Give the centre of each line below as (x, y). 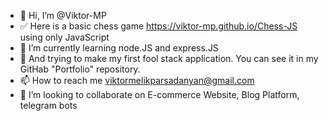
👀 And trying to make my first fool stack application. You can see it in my (169, 58)
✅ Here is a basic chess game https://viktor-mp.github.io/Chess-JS (158, 26)
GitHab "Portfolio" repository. (80, 69)
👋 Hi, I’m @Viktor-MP (63, 15)
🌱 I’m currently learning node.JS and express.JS (119, 48)
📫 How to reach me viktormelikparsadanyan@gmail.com (137, 80)
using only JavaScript (64, 37)
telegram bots (48, 105)
